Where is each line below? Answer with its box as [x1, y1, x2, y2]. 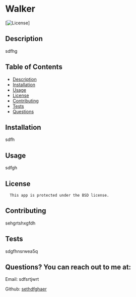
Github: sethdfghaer [5, 286, 47, 292]
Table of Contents [5, 63, 63, 71]
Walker [5, 3, 35, 15]
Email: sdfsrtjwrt [5, 276, 39, 282]
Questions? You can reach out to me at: [5, 263, 131, 272]
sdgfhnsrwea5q [5, 248, 38, 254]
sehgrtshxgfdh [5, 220, 36, 226]
